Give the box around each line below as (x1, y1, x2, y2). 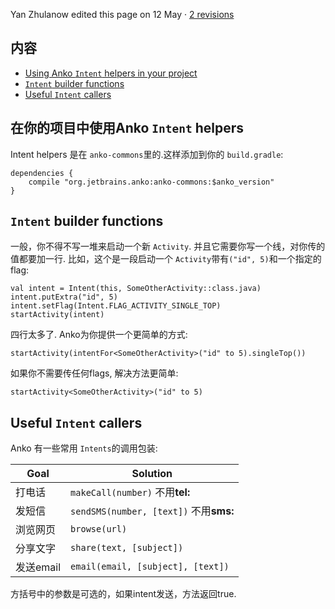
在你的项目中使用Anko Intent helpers (10, 120, 245, 137)
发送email (15, 560, 62, 574)
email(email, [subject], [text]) (70, 561, 230, 573)
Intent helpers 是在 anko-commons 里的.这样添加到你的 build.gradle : (10, 148, 284, 160)
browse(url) (70, 524, 128, 535)
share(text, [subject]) (70, 542, 184, 554)
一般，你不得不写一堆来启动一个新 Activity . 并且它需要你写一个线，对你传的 (10, 240, 326, 253)
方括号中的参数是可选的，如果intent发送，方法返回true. (10, 588, 237, 600)
